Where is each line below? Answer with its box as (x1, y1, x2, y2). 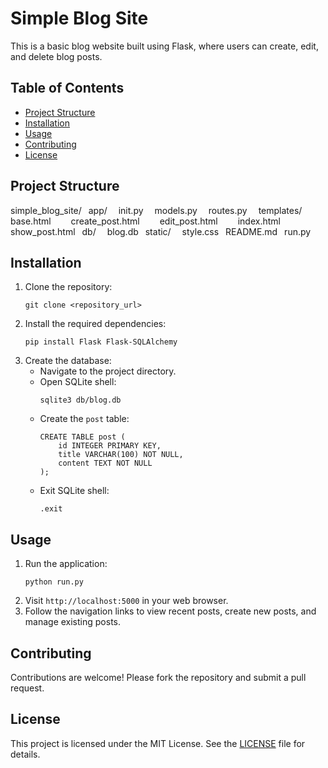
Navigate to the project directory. (39, 365, 177, 377)
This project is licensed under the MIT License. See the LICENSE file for (10, 737, 306, 749)
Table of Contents (10, 80, 125, 97)
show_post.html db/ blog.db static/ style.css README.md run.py (10, 225, 312, 237)
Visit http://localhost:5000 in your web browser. (24, 595, 229, 607)
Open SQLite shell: (39, 376, 117, 388)
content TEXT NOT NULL (58, 458, 153, 469)
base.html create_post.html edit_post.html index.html (10, 215, 281, 227)
